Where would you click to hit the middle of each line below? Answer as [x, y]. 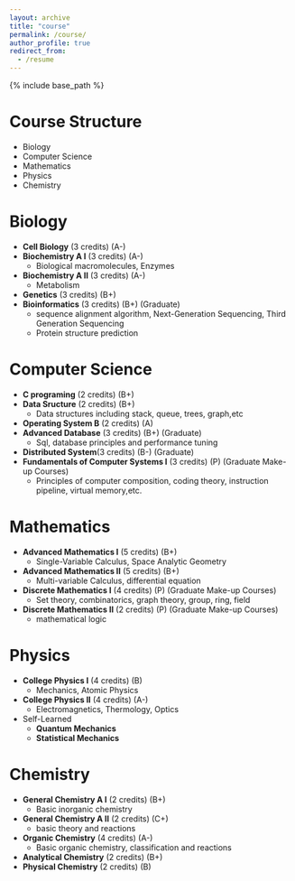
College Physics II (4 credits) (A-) [85, 700]
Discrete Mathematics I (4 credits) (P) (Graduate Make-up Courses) [149, 590]
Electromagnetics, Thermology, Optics [107, 709]
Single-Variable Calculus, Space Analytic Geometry [131, 561]
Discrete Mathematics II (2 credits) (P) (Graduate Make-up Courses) [150, 609]
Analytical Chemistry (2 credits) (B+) [92, 857]
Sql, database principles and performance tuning [127, 442]
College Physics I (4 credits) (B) [82, 680]
